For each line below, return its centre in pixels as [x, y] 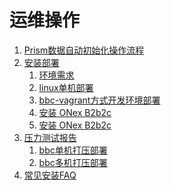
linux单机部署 [66, 87]
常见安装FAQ [50, 175]
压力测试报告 [50, 137]
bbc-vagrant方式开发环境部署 [99, 100]
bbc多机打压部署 [73, 162]
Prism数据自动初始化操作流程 [84, 50]
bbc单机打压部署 [73, 150]
